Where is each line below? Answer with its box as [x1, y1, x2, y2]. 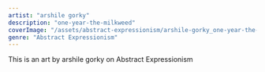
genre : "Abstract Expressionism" [8, 33, 118, 41]
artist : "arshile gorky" [8, 11, 90, 20]
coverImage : [8, 26, 47, 34]
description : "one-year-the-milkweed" [8, 19, 136, 27]
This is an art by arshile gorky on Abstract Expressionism [8, 55, 193, 64]
